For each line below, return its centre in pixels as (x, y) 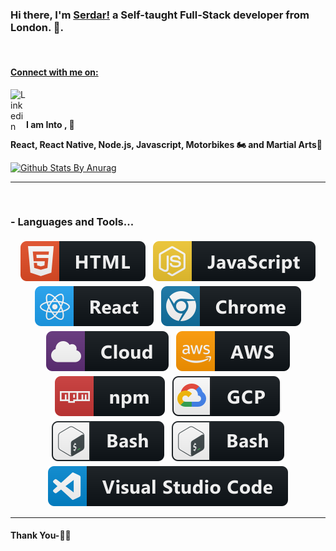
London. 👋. (37, 27)
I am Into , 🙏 (50, 124)
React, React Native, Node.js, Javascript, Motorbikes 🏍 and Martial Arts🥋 (166, 144)
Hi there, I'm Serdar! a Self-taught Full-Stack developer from (160, 15)
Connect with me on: (54, 72)
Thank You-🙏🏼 (41, 535)
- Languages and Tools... (72, 222)
